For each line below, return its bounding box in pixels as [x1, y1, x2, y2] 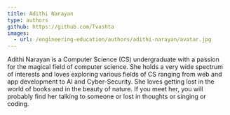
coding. [7, 100, 29, 108]
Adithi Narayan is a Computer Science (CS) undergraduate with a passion [7, 55, 219, 63]
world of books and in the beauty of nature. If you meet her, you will [7, 85, 203, 93]
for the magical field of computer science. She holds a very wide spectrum [7, 63, 223, 71]
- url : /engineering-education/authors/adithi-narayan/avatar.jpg [13, 36, 212, 43]
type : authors [7, 17, 49, 24]
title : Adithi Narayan [7, 10, 74, 17]
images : [7, 29, 30, 37]
